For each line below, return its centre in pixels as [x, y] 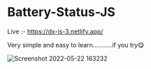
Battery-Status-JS [61, 12]
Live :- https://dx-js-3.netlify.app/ [55, 31]
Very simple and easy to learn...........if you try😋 [76, 45]
